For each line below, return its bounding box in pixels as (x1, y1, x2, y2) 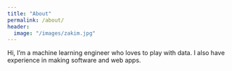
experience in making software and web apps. (7, 56, 141, 65)
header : (7, 23, 30, 30)
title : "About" (7, 10, 52, 17)
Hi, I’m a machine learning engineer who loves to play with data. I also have (7, 49, 225, 57)
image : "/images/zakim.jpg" (13, 29, 96, 37)
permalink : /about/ (7, 17, 65, 24)
